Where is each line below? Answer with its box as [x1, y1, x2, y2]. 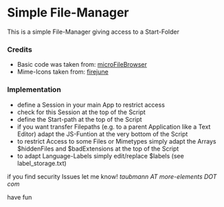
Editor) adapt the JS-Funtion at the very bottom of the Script [16, 129, 188, 138]
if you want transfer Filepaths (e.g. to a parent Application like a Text [16, 122, 211, 131]
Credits [7, 45, 32, 54]
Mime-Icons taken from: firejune [16, 67, 109, 76]
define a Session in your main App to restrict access [16, 100, 165, 109]
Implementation [7, 85, 62, 94]
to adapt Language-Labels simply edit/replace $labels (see [16, 151, 184, 160]
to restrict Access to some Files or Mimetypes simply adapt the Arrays [16, 137, 216, 145]
